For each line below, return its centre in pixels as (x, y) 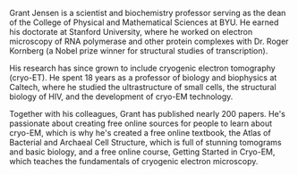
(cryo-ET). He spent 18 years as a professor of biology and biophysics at (143, 78)
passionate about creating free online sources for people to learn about (141, 123)
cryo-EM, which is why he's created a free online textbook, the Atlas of (140, 133)
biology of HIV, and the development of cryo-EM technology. (121, 96)
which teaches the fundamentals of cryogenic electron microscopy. (134, 161)
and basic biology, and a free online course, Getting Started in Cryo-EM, (142, 152)
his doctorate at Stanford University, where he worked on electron (131, 32)
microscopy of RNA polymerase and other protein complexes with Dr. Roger (149, 41)
